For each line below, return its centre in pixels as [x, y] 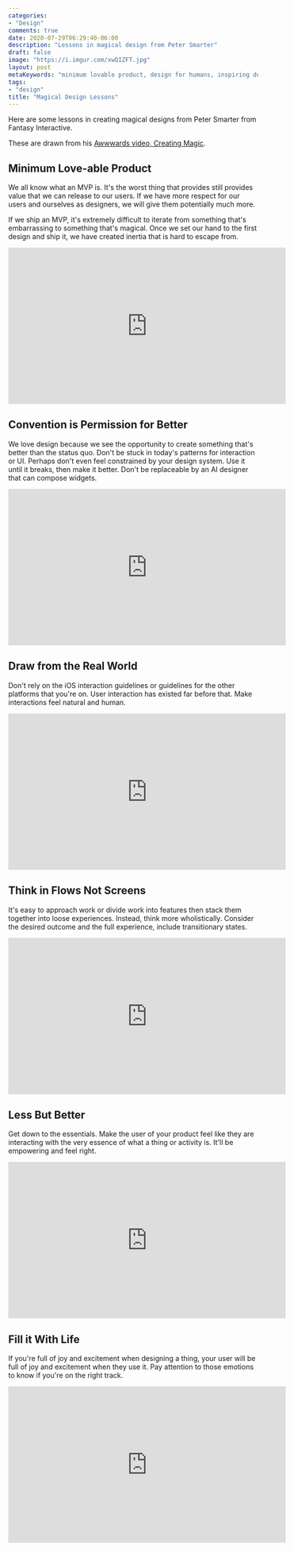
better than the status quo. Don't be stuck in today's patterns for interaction [132, 452]
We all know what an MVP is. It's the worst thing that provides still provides [131, 188]
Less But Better [47, 1114]
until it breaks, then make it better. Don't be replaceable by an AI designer [128, 469]
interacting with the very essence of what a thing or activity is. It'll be [121, 1143]
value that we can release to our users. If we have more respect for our [124, 196]
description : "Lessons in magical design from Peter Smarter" [113, 45]
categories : [28, 15]
